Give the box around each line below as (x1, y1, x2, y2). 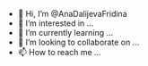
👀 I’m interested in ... (17, 18, 94, 29)
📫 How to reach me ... (17, 47, 101, 57)
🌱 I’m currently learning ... (17, 28, 114, 37)
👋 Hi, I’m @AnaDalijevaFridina (17, 9, 127, 19)
